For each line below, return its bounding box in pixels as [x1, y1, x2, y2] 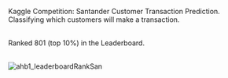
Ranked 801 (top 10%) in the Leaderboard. [8, 38, 145, 48]
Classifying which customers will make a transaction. [8, 15, 180, 24]
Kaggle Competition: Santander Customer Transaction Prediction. [8, 7, 220, 16]
